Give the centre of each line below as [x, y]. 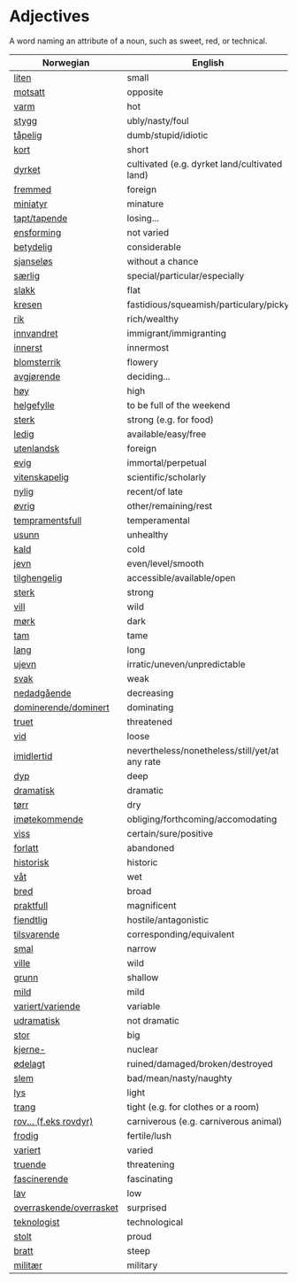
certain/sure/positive [170, 833]
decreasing [150, 692]
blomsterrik [38, 362]
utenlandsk [37, 448]
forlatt [26, 847]
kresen [28, 305]
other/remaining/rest [170, 506]
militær [28, 1265]
